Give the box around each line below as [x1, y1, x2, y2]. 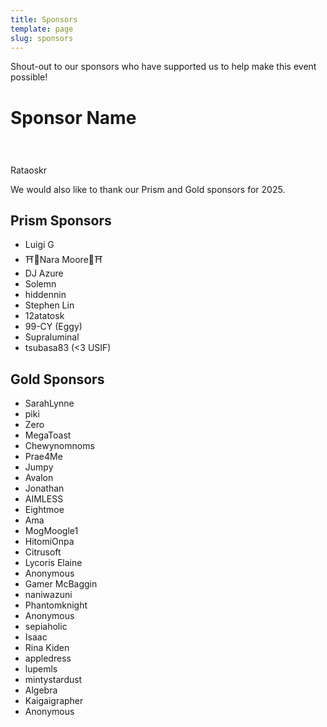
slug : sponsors [10, 33, 74, 43]
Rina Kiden [24, 642, 70, 654]
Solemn [24, 278, 57, 290]
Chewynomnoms [24, 440, 95, 452]
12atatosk [24, 310, 65, 322]
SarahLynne [24, 397, 75, 410]
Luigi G [24, 239, 55, 251]
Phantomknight [24, 599, 88, 611]
